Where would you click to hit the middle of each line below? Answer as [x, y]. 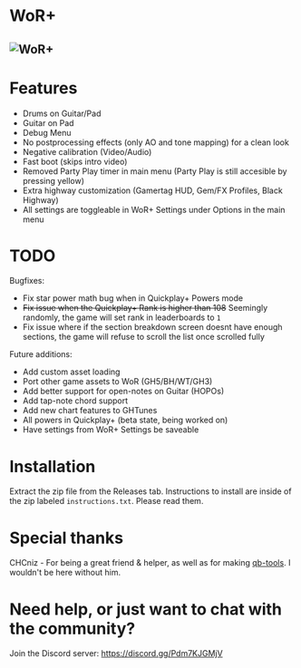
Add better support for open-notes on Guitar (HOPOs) [123, 392]
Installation [53, 466]
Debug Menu [47, 132]
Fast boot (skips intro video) [75, 161]
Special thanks [67, 538]
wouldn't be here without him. [65, 573]
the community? [73, 629]
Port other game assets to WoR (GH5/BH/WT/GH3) [117, 382]
